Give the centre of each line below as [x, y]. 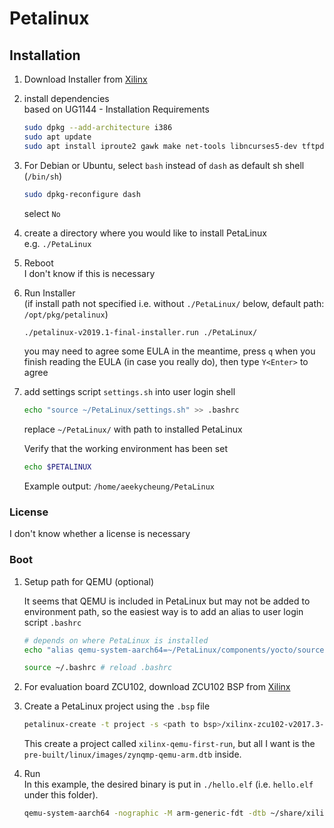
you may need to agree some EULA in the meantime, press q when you [169, 351]
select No [42, 213]
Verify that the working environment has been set [125, 449]
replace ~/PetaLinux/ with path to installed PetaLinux [133, 429]
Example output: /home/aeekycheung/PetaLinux [119, 486]
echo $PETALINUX [57, 467]
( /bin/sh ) [43, 176]
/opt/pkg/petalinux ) [66, 314]
